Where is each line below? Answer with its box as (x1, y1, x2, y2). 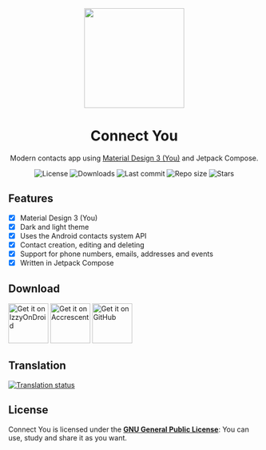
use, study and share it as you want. (8, 432, 128, 442)
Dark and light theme (19, 222, 89, 231)
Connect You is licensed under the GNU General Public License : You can (8, 424, 249, 434)
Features (8, 191, 54, 206)
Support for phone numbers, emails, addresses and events (19, 249, 214, 259)
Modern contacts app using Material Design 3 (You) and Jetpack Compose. (10, 153, 259, 163)
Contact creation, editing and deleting (19, 239, 145, 250)
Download (8, 282, 60, 295)
